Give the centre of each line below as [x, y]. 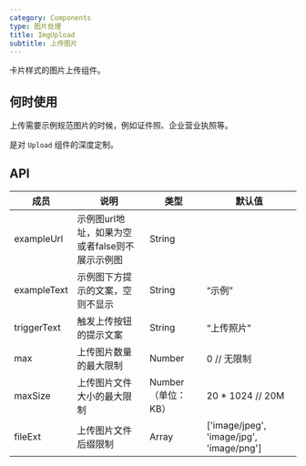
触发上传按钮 [104, 321]
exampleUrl [39, 238]
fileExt [27, 436]
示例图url [97, 218]
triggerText [37, 327]
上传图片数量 [104, 351]
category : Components [51, 18]
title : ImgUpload [42, 35]
